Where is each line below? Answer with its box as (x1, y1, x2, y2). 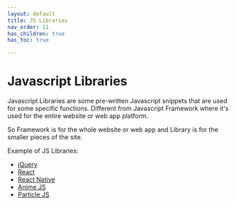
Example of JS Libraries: (7, 146, 79, 156)
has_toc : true (7, 37, 50, 44)
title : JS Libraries (7, 17, 69, 24)
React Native (17, 175, 55, 184)
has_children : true (7, 30, 65, 37)
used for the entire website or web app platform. (7, 112, 149, 120)
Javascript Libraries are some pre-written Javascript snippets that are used (7, 97, 228, 105)
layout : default (7, 10, 55, 18)
